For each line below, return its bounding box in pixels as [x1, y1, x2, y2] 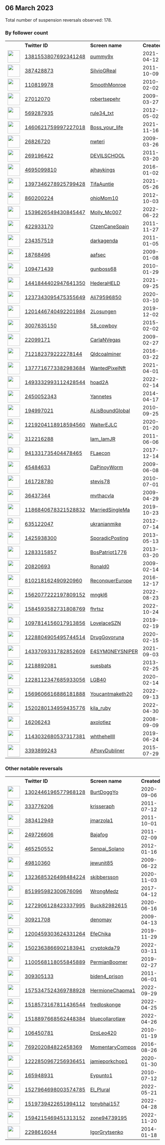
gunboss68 [90, 266, 117, 272]
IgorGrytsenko [90, 1129, 124, 1136]
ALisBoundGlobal [90, 407, 130, 414]
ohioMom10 [90, 195, 119, 202]
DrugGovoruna [90, 634, 124, 641]
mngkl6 [90, 591, 108, 598]
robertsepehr [90, 96, 121, 102]
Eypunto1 [90, 1072, 113, 1079]
